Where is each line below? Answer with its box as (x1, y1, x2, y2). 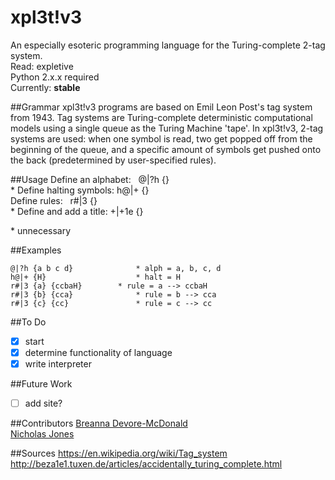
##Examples (10, 244, 62, 256)
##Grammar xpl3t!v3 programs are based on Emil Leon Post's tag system (10, 101, 313, 113)
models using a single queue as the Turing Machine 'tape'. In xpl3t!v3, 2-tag (10, 122, 324, 134)
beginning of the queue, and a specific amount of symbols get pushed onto (10, 143, 322, 155)
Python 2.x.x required (10, 71, 100, 83)
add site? (24, 397, 63, 410)
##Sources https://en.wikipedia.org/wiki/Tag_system (10, 447, 228, 460)
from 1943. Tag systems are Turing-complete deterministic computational (10, 111, 313, 123)
